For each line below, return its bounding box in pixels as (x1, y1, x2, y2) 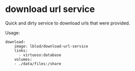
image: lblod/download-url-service (14, 43, 88, 48)
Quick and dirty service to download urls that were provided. (5, 20, 130, 26)
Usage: (5, 29, 20, 35)
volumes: (14, 56, 32, 62)
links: (14, 48, 28, 53)
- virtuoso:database (18, 52, 61, 57)
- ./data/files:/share (14, 61, 61, 66)
